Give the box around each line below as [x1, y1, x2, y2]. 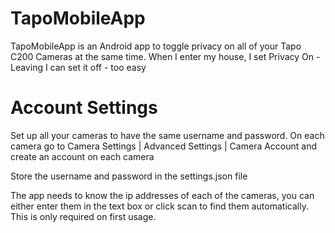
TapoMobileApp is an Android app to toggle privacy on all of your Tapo [10, 40, 302, 52]
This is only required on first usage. [10, 210, 157, 222]
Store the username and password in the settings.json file [10, 170, 248, 182]
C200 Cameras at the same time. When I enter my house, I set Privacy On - [10, 50, 321, 62]
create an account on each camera [10, 150, 155, 162]
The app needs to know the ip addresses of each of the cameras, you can [10, 189, 315, 201]
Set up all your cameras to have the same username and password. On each [10, 129, 325, 141]
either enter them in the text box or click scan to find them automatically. [10, 200, 309, 212]
